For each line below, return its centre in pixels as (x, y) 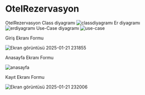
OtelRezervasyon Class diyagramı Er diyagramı (73, 23)
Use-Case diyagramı (58, 28)
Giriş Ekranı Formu (25, 38)
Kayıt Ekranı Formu (25, 77)
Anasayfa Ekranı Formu (30, 57)
